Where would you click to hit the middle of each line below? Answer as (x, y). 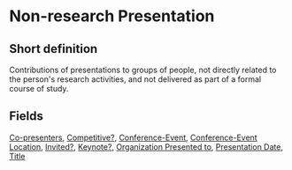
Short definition (54, 49)
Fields (27, 116)
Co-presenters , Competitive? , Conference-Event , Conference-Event (134, 137)
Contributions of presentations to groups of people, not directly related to (143, 70)
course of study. (39, 89)
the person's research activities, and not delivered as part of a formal (135, 79)
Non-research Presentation (112, 16)
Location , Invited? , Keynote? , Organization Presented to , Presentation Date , (146, 146)
